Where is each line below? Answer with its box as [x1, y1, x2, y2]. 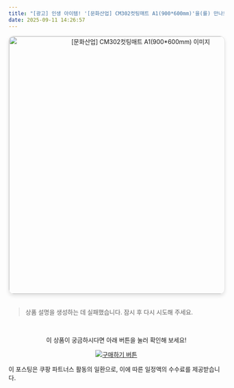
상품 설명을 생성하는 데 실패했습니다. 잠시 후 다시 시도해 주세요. [25, 308, 194, 316]
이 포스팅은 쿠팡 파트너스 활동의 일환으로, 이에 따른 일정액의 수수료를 [8, 365, 191, 373]
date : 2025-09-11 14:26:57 [8, 16, 86, 23]
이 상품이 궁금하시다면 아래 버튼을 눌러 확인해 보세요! [46, 336, 187, 344]
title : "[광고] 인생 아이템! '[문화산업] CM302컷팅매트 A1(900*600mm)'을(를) [8, 10, 211, 17]
